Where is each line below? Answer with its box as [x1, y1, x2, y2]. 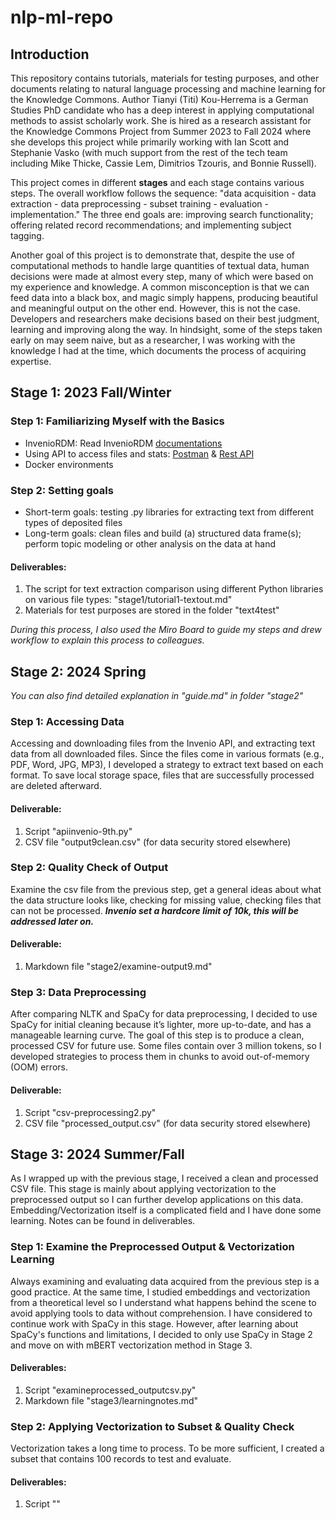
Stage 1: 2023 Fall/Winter [10, 384, 172, 401]
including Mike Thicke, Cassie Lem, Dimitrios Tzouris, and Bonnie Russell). [10, 157, 317, 169]
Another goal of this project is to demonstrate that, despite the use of [10, 249, 296, 261]
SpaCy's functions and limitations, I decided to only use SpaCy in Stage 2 [10, 1328, 313, 1340]
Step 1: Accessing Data [10, 714, 125, 728]
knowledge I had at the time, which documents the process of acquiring [10, 345, 307, 356]
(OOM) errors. [10, 1061, 68, 1073]
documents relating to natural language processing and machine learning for [10, 83, 326, 95]
